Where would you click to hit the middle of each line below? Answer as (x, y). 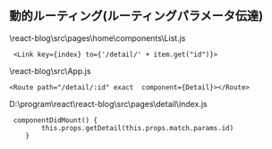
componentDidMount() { (55, 120)
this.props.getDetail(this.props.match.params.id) (138, 128)
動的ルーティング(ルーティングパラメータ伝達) (136, 16)
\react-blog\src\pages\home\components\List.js (98, 37)
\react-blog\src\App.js (50, 70)
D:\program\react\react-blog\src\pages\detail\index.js (108, 103)
